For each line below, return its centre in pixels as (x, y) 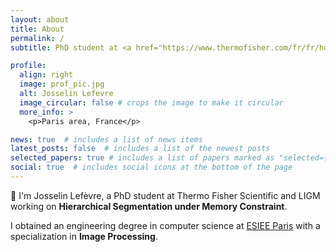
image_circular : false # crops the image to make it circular (151, 102)
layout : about (40, 19)
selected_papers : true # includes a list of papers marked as (142, 158)
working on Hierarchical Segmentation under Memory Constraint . (149, 206)
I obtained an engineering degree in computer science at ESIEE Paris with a (165, 225)
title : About (37, 29)
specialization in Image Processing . (84, 236)
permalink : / (37, 38)
